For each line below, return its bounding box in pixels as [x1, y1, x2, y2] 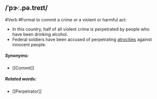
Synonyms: [5, 53, 29, 59]
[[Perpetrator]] [12, 88, 42, 94]
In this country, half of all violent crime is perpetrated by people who [12, 26, 150, 32]
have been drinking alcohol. [12, 31, 68, 37]
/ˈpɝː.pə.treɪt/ [5, 4, 48, 12]
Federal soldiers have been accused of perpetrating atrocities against [12, 36, 152, 42]
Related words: [5, 76, 37, 82]
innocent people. [12, 41, 46, 48]
